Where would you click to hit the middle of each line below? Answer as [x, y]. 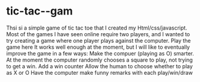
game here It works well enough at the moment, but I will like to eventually [98, 47]
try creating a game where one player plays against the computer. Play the [98, 40]
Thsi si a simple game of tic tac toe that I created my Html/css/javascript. [97, 28]
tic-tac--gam [40, 11]
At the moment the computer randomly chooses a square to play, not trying [99, 60]
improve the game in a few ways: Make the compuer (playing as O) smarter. [100, 53]
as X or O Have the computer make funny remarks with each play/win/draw [100, 72]
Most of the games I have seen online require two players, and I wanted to [98, 34]
